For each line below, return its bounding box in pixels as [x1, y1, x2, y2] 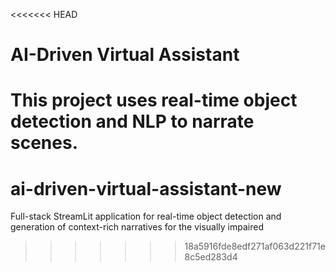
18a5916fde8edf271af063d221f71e [184, 240, 326, 253]
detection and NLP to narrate [10, 110, 255, 133]
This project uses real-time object [10, 89, 298, 112]
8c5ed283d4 [184, 251, 238, 263]
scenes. [10, 132, 78, 154]
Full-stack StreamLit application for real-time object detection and [10, 210, 282, 223]
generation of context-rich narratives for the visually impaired [10, 221, 265, 233]
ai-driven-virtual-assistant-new [10, 177, 282, 200]
